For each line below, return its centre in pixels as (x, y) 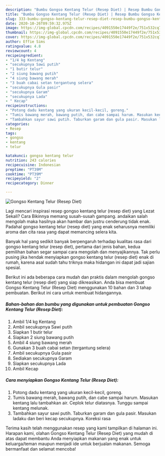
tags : (11, 133)
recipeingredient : (24, 55)
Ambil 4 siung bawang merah (42, 342)
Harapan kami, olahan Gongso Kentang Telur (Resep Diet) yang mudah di (79, 433)
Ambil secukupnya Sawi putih (42, 327)
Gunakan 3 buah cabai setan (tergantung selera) (61, 348)
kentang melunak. (31, 408)
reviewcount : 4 (21, 51)
